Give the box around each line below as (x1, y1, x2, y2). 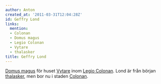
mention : (10, 26, 28, 31)
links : (5, 21, 19, 27)
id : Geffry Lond (5, 17, 39, 22)
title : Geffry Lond (5, 54, 47, 59)
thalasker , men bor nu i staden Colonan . (5, 73, 89, 79)
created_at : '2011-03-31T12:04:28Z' (5, 12, 83, 17)
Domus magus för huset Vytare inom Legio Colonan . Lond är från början (5, 68, 156, 74)
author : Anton (5, 7, 35, 13)
